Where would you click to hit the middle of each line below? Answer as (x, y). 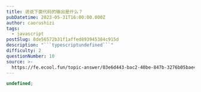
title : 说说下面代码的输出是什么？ (45, 12)
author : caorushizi (31, 23)
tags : (13, 28)
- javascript (28, 34)
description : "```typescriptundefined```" (60, 45)
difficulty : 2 (24, 51)
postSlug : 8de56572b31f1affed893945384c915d (63, 39)
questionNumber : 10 (31, 56)
